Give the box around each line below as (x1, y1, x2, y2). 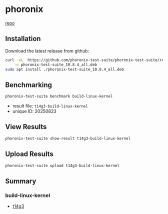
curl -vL (5, 57, 23, 62)
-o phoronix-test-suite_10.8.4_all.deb (14, 62, 97, 67)
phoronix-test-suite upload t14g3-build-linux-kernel (5, 163, 120, 168)
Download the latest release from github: (5, 47, 89, 53)
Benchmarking (5, 80, 52, 89)
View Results (5, 122, 47, 131)
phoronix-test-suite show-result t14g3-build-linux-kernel (5, 136, 131, 141)
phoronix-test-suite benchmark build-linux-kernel (5, 94, 113, 99)
